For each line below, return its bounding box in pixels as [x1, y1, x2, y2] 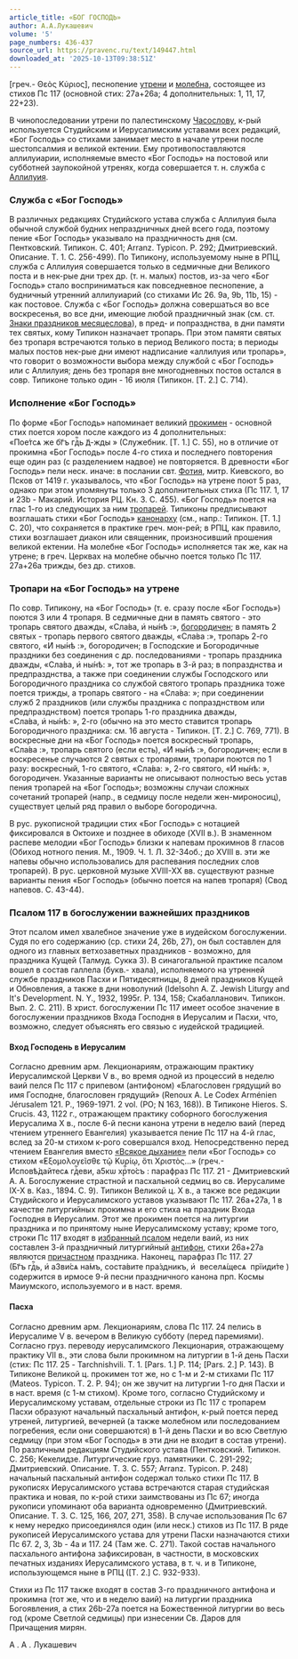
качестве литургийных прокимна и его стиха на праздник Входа [9, 1204, 255, 1215]
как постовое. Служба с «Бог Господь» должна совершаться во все [9, 299, 270, 310]
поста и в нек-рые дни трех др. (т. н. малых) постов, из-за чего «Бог [9, 270, 270, 281]
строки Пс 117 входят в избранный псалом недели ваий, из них [9, 1233, 249, 1244]
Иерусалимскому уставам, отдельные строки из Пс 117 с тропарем [9, 1397, 267, 1407]
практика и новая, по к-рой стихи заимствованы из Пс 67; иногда [9, 1491, 260, 1502]
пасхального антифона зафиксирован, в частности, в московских [9, 1548, 260, 1558]
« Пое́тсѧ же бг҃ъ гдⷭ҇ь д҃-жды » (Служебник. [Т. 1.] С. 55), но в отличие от [9, 437, 278, 447]
